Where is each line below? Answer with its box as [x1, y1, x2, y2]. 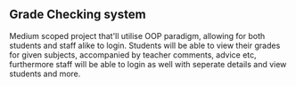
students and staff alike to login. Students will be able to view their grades [9, 40, 281, 51]
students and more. [9, 68, 81, 79]
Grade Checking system [9, 7, 146, 22]
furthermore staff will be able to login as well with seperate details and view [9, 59, 287, 69]
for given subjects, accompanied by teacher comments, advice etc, [9, 49, 257, 60]
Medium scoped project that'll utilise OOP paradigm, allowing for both [9, 30, 266, 41]
